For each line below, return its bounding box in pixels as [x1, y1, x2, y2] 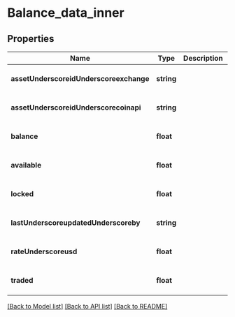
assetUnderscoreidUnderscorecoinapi [10, 103, 141, 112]
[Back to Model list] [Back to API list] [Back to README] [7, 302, 168, 310]
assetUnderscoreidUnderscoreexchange [10, 74, 150, 83]
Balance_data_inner [7, 5, 124, 21]
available [10, 161, 42, 170]
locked [10, 189, 34, 198]
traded [10, 276, 34, 285]
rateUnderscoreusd [10, 246, 78, 256]
